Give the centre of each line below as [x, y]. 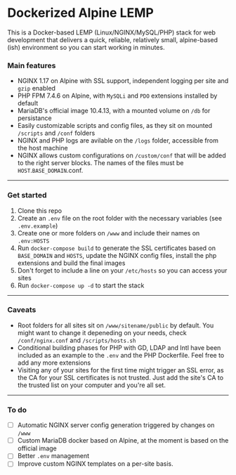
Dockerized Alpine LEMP [81, 13]
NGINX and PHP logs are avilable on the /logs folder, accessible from [118, 141]
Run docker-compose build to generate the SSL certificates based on [117, 248]
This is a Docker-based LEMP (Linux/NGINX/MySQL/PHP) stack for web [112, 32]
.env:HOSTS [33, 241]
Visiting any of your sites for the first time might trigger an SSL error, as [120, 370]
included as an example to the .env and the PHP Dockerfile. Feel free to [121, 355]
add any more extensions [54, 363]
